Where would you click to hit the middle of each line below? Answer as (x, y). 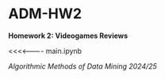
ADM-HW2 (45, 14)
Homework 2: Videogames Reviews (68, 36)
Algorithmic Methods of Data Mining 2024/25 (82, 66)
